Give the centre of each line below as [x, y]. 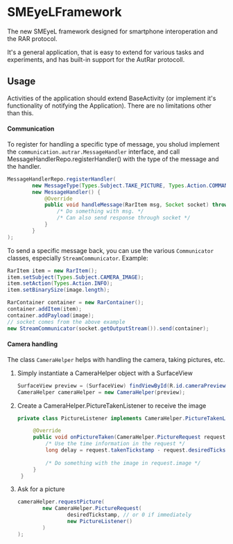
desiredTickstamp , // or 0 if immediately [129, 515]
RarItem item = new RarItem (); [52, 271]
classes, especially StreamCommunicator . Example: [78, 258]
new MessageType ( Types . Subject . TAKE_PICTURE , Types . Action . [121, 186]
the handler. [24, 166]
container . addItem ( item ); [44, 309]
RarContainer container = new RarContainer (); [76, 303]
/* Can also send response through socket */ [123, 218]
